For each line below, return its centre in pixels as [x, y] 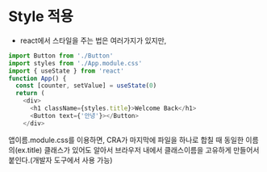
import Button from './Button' [61, 56]
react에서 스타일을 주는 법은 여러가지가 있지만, [93, 40]
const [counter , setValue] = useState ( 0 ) [86, 86]
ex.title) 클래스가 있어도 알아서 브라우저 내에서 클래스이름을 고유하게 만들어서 [138, 149]
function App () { [38, 78]
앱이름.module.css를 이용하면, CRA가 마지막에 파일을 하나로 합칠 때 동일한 [126, 140]
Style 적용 [41, 17]
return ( [30, 94]
